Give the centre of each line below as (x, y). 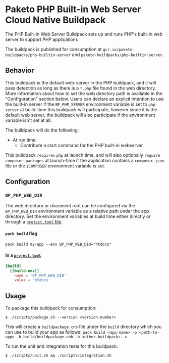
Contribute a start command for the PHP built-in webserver (81, 145)
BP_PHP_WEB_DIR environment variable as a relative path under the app (77, 211)
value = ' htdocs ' (33, 280)
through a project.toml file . (34, 222)
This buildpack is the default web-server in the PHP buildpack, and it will (81, 82)
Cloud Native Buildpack (55, 20)
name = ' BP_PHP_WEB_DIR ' (40, 276)
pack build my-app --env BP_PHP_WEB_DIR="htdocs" (59, 244)
